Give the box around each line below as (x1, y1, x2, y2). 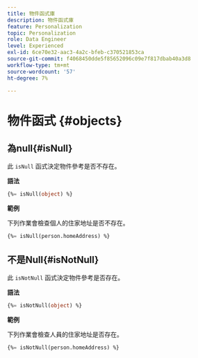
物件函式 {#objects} (7, 112, 123, 128)
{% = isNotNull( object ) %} (7, 302, 82, 309)
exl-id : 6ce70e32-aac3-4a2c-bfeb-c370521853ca (7, 49, 145, 56)
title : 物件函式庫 (7, 10, 56, 17)
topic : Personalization (7, 29, 76, 37)
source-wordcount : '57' (7, 68, 76, 75)
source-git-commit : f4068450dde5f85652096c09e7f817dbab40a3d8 (7, 56, 191, 62)
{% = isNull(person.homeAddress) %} (7, 233, 110, 240)
